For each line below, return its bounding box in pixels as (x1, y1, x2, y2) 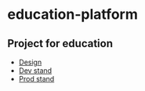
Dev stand (18, 66, 53, 75)
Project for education (7, 37, 113, 50)
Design (18, 57, 42, 67)
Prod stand (18, 75, 55, 83)
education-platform (7, 5, 139, 24)
